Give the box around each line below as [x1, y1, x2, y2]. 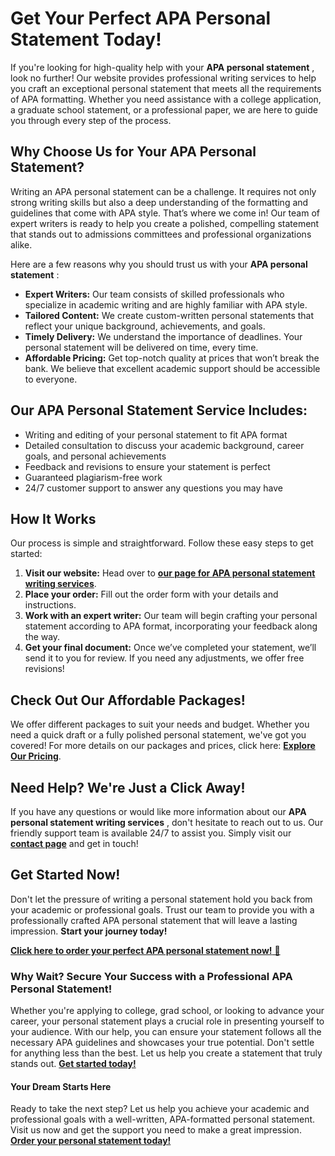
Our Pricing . [10, 750, 62, 762]
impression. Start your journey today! [10, 925, 168, 937]
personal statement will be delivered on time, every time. [24, 341, 259, 353]
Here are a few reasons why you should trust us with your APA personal [10, 258, 308, 270]
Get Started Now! [10, 867, 121, 884]
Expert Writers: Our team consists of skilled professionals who [24, 288, 285, 300]
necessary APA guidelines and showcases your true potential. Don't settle [10, 1037, 315, 1049]
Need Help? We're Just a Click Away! [10, 779, 246, 796]
